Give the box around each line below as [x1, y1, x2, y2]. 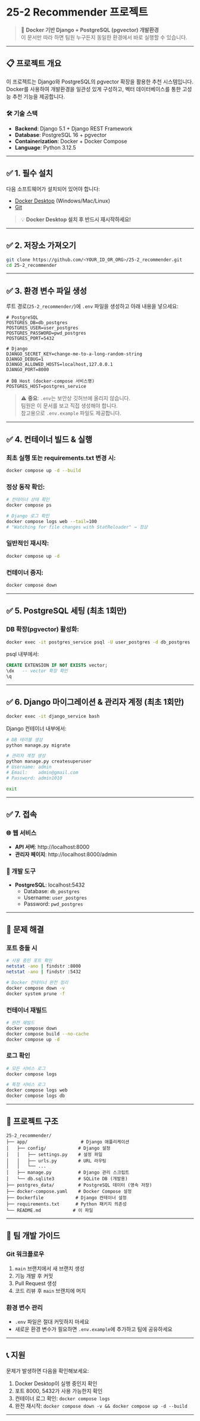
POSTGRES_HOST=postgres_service [6, 384, 86, 390]
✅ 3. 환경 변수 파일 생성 [6, 285, 87, 296]
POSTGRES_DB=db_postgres [6, 320, 68, 326]
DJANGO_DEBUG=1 [6, 356, 44, 362]
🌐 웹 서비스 [6, 829, 37, 837]
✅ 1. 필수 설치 [6, 168, 54, 179]
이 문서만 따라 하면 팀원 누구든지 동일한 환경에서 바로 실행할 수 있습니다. [20, 33, 187, 41]
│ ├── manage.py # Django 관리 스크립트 [6, 1169, 130, 1176]
